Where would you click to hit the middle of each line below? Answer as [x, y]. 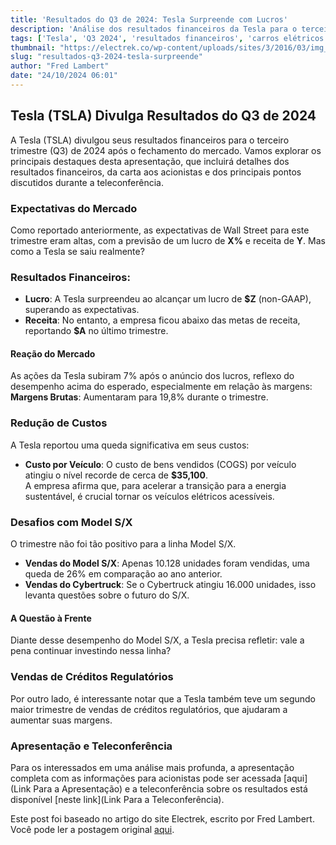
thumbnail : [33, 47]
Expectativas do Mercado [74, 208]
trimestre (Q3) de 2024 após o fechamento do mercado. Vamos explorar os [166, 150]
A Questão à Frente [51, 618]
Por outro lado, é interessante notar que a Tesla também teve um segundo [163, 698]
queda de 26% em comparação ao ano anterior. [123, 574]
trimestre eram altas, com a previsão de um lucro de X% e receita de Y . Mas [168, 240]
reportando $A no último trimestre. [96, 331]
